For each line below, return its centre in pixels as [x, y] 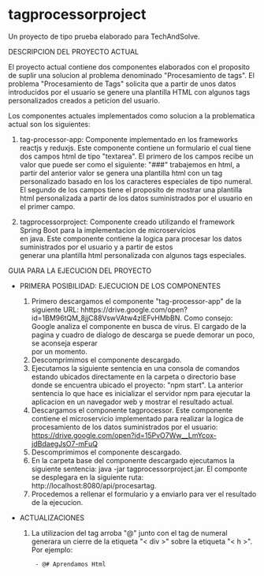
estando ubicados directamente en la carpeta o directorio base [134, 376]
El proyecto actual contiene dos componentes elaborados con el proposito [129, 67]
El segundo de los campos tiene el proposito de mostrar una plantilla [131, 189]
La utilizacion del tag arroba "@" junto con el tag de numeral [129, 533]
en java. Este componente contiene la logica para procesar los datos [131, 238]
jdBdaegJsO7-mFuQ [65, 443]
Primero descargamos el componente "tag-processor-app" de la [136, 301]
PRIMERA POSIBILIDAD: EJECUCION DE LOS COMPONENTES [120, 286]
